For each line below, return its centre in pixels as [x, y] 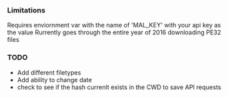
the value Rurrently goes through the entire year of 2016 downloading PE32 [114, 32]
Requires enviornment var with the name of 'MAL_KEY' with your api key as [114, 25]
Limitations [27, 10]
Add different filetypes [49, 72]
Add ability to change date [54, 79]
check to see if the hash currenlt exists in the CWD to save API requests [119, 87]
